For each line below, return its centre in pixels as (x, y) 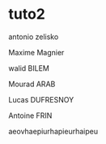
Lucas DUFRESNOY (41, 99)
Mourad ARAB (32, 84)
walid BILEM (29, 68)
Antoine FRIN (30, 116)
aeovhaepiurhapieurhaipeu (53, 131)
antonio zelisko (34, 37)
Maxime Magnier (36, 52)
